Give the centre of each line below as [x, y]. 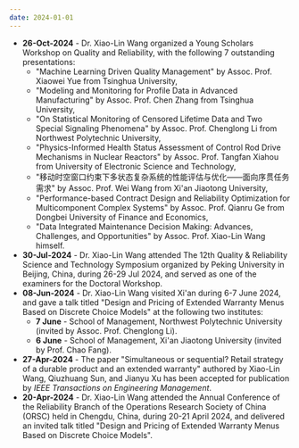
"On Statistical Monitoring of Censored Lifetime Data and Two [149, 119]
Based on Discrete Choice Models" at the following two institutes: [142, 311]
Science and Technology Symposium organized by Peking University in [153, 264]
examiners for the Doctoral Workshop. [92, 283]
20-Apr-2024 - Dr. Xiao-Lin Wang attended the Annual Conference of [151, 397]
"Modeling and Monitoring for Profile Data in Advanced [137, 90]
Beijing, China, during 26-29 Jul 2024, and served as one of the [139, 274]
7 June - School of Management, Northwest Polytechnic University [159, 321]
